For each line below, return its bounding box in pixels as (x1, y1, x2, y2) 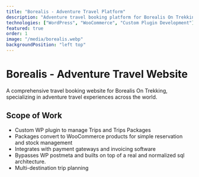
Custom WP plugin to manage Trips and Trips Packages (14, 126, 151, 134)
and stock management (14, 139, 73, 146)
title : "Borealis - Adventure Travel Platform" (6, 8, 126, 15)
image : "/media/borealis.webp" (6, 36, 84, 42)
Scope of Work (6, 110, 62, 121)
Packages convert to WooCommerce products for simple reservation (14, 132, 183, 140)
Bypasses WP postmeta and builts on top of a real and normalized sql (14, 151, 185, 159)
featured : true (6, 25, 44, 31)
